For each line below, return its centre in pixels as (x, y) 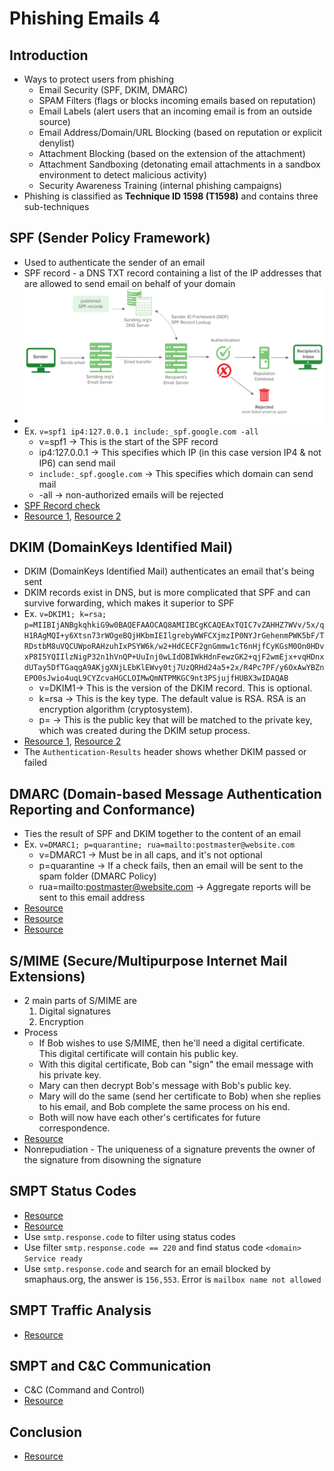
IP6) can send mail (77, 463)
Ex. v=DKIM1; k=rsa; (65, 614)
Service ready (53, 1258)
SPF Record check (62, 505)
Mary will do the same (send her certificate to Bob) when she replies (180, 1096)
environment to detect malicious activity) (122, 175)
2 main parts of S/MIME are (80, 1000)
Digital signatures (74, 1011)
